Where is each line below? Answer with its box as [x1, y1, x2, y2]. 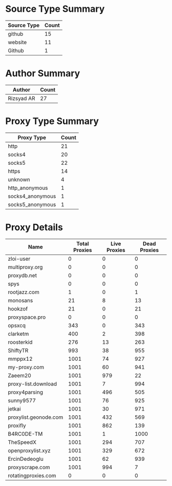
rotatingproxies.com [8, 472, 56, 479]
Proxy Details [5, 222, 63, 233]
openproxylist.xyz [8, 447, 51, 454]
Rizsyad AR [8, 94, 35, 102]
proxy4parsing [8, 388, 44, 396]
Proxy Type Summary [5, 115, 99, 127]
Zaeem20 [8, 372, 32, 379]
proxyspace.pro [8, 314, 46, 321]
